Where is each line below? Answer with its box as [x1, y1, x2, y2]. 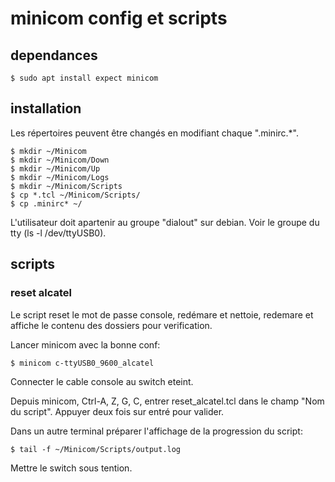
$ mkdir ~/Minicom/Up [10, 163, 101, 174]
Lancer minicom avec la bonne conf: [10, 338, 161, 351]
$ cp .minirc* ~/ [10, 198, 83, 209]
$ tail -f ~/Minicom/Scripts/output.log [10, 444, 182, 454]
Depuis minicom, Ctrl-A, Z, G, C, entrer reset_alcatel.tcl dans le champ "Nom [10, 395, 325, 407]
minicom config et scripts [10, 7, 228, 30]
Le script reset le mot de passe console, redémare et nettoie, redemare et [10, 308, 314, 321]
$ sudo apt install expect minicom [10, 73, 159, 83]
